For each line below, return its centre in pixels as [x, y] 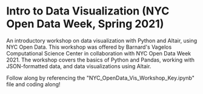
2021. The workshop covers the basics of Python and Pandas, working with [101, 60]
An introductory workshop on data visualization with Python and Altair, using [102, 40]
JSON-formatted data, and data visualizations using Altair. [79, 66]
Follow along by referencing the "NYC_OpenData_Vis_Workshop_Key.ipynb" [101, 78]
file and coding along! [33, 84]
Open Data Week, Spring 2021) [85, 24]
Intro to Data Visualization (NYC [88, 11]
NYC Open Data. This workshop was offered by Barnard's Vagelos [89, 47]
